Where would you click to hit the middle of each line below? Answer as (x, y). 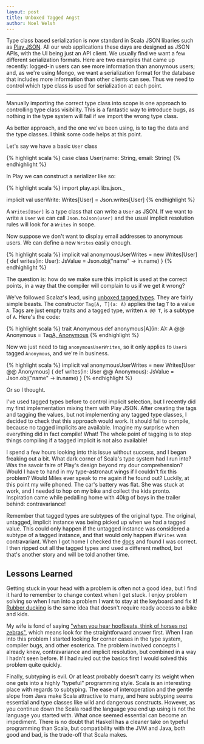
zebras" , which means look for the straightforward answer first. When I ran (100, 633)
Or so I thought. (26, 390)
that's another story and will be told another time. (68, 555)
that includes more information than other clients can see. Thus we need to (100, 79)
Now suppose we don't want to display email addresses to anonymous (95, 236)
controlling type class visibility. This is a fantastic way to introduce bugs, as (100, 110)
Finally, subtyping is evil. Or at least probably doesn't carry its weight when (100, 676)
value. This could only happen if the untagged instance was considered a (98, 529)
